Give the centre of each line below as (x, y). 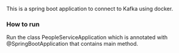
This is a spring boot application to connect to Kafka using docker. (90, 9)
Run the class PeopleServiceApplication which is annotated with (87, 37)
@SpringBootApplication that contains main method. (72, 44)
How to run (23, 24)
